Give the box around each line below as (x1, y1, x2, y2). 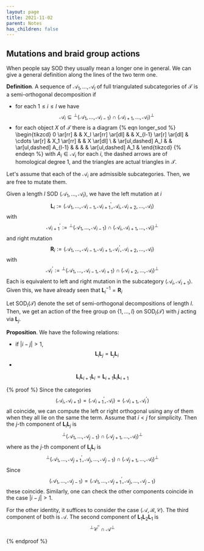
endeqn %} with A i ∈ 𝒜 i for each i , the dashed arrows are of (15, 150, 167, 159)
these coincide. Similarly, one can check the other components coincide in (6, 488, 194, 495)
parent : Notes (6, 20, 43, 26)
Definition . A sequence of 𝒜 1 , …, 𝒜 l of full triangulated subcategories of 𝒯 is (6, 83, 199, 91)
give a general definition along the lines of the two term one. (6, 71, 158, 79)
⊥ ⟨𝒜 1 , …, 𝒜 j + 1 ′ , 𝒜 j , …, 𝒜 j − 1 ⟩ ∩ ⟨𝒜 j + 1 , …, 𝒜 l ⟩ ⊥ (46, 454, 159, 464)
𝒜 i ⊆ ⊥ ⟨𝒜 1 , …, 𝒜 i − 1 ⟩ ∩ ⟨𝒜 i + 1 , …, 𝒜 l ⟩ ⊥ (59, 112, 155, 122)
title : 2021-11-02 (6, 15, 53, 21)
